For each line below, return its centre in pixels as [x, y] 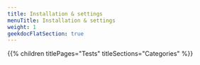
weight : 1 [22, 27]
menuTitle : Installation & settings [61, 20]
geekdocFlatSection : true [45, 34]
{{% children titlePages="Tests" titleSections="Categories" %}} [100, 54]
